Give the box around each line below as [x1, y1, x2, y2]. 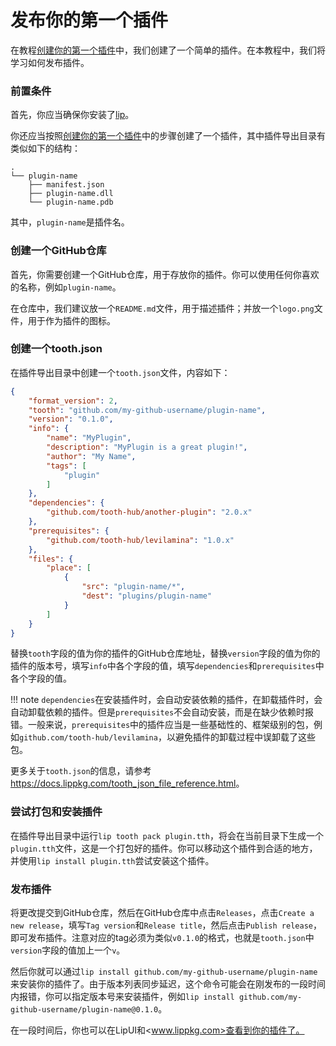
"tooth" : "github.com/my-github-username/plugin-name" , [28, 405, 267, 415]
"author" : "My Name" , [46, 451, 137, 461]
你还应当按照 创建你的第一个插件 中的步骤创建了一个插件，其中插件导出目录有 [10, 130, 326, 142]
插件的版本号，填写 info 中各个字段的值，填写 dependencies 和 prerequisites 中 [10, 660, 325, 672]
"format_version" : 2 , [28, 396, 118, 406]
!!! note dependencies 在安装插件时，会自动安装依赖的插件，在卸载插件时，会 [10, 694, 323, 706]
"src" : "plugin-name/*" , [81, 582, 186, 592]
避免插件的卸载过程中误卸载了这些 [174, 731, 316, 743]
